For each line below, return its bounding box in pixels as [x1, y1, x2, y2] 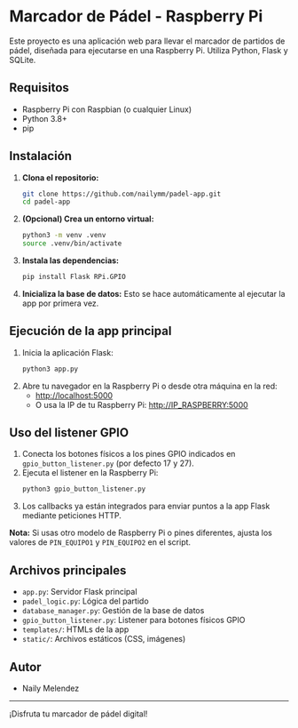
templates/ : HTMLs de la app [21, 624, 129, 635]
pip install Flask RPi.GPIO [21, 273, 126, 282]
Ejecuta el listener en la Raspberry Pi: [21, 468, 159, 478]
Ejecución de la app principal [9, 324, 172, 339]
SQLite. [9, 54, 36, 65]
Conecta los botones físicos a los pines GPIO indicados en [21, 449, 236, 460]
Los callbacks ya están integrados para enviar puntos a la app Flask [21, 500, 271, 512]
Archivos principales [9, 563, 127, 578]
